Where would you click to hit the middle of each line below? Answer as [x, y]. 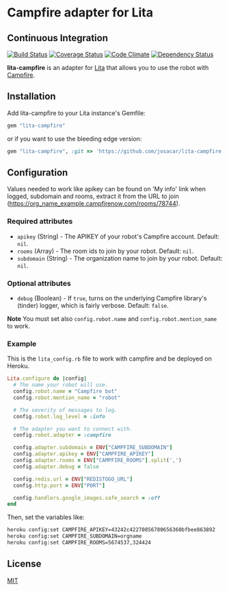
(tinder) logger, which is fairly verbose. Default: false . [93, 305]
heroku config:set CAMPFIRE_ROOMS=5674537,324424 [79, 543]
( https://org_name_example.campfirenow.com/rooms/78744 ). [94, 204]
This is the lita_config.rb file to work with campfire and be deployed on [109, 359]
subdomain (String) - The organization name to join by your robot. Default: [120, 258]
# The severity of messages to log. [65, 410]
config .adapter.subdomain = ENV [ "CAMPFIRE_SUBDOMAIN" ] [93, 448]
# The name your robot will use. [61, 385]
